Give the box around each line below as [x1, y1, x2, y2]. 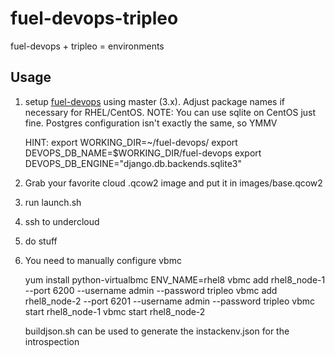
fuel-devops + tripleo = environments [10, 40, 165, 52]
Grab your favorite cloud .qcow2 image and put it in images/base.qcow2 [24, 177, 323, 189]
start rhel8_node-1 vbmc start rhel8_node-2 [24, 305, 206, 317]
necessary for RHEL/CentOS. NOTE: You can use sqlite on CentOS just [24, 106, 317, 118]
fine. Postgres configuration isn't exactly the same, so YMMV [24, 117, 278, 129]
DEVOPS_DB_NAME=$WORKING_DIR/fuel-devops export [24, 147, 262, 159]
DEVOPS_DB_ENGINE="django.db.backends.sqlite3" [24, 157, 242, 169]
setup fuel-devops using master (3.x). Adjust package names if [24, 95, 285, 107]
